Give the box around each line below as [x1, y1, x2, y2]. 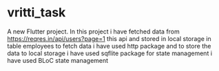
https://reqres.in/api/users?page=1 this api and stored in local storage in [7, 34, 211, 42]
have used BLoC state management [7, 56, 109, 64]
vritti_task [7, 5, 66, 20]
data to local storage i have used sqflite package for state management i [7, 49, 212, 57]
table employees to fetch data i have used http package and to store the [7, 42, 211, 50]
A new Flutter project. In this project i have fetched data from [7, 27, 180, 35]
